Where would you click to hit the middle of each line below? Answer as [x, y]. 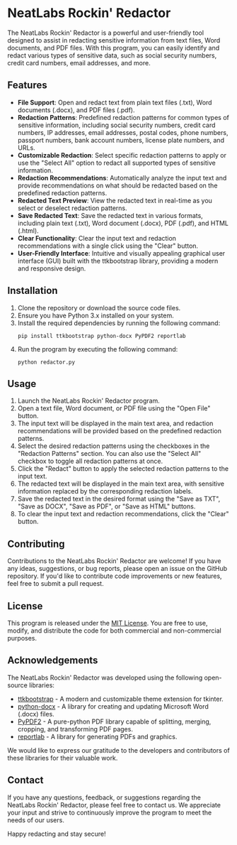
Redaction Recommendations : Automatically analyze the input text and [122, 178]
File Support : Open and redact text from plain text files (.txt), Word [115, 102]
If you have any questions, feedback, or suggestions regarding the [104, 797]
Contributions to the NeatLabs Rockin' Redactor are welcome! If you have [114, 561]
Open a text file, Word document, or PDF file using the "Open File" [114, 408]
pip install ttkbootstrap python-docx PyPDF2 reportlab [102, 336]
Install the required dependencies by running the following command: [119, 323]
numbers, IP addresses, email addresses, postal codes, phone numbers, [123, 132]
